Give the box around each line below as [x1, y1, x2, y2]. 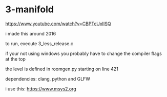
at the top [5, 55, 26, 62]
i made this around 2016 [5, 30, 56, 36]
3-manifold [5, 4, 54, 15]
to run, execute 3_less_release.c [5, 40, 73, 47]
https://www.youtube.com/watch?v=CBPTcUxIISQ [5, 21, 111, 27]
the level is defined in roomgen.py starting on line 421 [5, 66, 119, 72]
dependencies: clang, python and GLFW [5, 75, 91, 82]
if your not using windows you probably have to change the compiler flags [5, 50, 162, 56]
